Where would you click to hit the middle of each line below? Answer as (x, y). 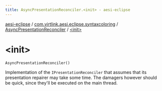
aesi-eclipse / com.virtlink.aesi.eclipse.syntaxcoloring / (62, 24)
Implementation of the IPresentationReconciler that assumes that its (76, 72)
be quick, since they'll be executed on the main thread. (62, 82)
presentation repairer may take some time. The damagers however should (81, 77)
